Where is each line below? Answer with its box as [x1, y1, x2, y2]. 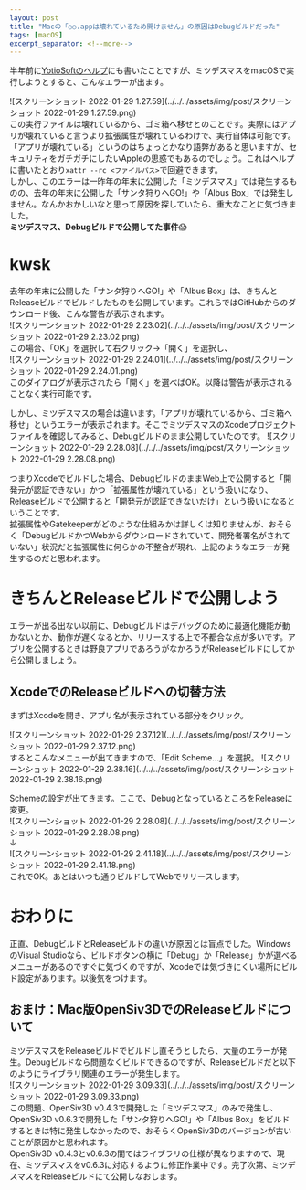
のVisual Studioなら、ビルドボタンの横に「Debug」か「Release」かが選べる [9, 950, 298, 961]
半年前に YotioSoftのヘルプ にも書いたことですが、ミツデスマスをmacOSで [9, 65, 287, 76]
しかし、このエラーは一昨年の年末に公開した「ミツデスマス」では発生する [9, 175, 290, 187]
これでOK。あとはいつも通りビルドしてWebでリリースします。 [9, 870, 245, 882]
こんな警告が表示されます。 [65, 308, 169, 320]
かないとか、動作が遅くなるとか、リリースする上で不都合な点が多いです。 [9, 632, 288, 643]
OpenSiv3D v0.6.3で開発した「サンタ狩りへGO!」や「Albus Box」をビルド [9, 1113, 290, 1124]
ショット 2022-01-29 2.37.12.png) [9, 740, 137, 751]
